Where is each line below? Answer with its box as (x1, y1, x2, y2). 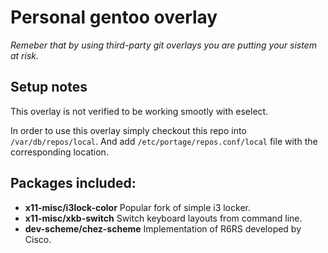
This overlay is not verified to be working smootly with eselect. (10, 105, 269, 117)
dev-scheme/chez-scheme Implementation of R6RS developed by (24, 222, 302, 235)
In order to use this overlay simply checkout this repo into (10, 124, 247, 136)
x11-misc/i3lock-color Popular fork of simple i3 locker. (24, 201, 251, 213)
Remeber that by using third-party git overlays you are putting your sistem (10, 39, 318, 51)
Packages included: (10, 175, 137, 192)
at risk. (10, 49, 40, 61)
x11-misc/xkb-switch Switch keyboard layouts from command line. (24, 212, 303, 224)
